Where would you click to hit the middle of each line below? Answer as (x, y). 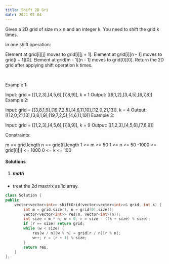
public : (13, 200)
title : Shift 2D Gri (27, 10)
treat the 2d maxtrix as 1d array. (46, 186)
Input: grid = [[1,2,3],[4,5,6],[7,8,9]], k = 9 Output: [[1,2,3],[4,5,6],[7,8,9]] (79, 125)
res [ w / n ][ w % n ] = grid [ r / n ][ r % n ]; (77, 233)
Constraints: (18, 135)
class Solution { (24, 195)
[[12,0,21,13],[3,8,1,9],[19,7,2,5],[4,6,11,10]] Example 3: (60, 115)
